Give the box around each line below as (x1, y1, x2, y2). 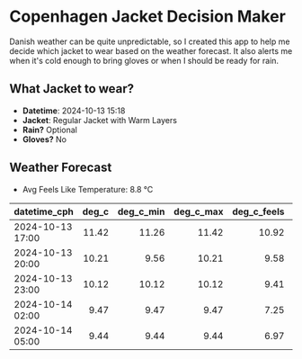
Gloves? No (22, 133, 67, 145)
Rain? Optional (22, 124, 78, 135)
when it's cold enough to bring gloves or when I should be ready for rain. (9, 55, 280, 66)
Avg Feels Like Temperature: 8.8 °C (22, 184, 154, 194)
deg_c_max (173, 205, 224, 218)
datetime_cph (13, 205, 75, 218)
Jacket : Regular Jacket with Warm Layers (22, 114, 178, 125)
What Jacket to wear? (9, 81, 135, 96)
